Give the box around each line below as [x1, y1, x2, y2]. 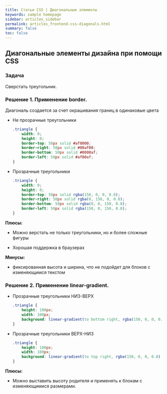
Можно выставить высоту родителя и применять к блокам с [12, 378, 142, 384]
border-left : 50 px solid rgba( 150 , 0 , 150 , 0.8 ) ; [21, 206, 127, 211]
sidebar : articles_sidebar [5, 17, 61, 22]
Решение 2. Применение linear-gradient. [5, 282, 109, 289]
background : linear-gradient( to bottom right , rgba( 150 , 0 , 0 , [21, 317, 156, 322]
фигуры [12, 235, 29, 241]
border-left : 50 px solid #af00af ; [21, 155, 93, 160]
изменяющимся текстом [12, 269, 65, 275]
